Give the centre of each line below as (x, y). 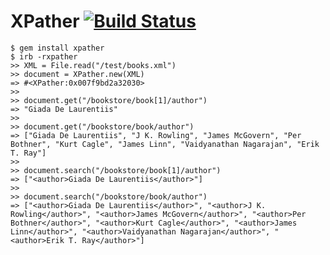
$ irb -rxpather (44, 56)
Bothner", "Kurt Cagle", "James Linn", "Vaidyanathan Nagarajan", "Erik (165, 144)
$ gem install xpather (57, 48)
